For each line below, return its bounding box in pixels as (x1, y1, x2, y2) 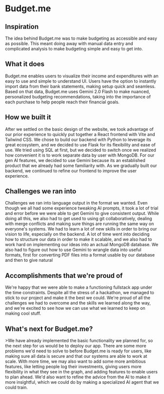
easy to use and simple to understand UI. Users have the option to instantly (5, 78, 157, 84)
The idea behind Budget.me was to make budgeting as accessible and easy (5, 35, 157, 41)
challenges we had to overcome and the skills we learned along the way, (5, 300, 151, 306)
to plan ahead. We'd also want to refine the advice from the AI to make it (5, 374, 150, 380)
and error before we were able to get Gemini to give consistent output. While (5, 210, 159, 216)
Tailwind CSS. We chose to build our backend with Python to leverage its (5, 137, 151, 142)
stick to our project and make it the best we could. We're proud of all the (5, 295, 150, 301)
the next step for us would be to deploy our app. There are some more (5, 343, 146, 349)
